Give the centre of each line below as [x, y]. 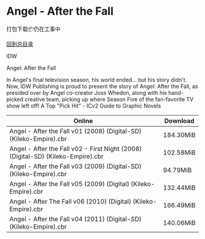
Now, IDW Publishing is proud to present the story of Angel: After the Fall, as [102, 86]
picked [15, 99]
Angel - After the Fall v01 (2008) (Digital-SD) [76, 131]
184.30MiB [179, 134]
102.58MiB [179, 152]
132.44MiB [179, 188]
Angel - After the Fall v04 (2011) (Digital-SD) [76, 219]
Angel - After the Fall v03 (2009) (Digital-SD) [76, 166]
